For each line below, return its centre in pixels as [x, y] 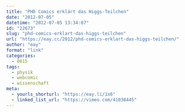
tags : [13, 67]
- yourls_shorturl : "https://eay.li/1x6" [64, 94]
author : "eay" [24, 45]
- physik [22, 72]
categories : [21, 56]
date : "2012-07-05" [30, 17]
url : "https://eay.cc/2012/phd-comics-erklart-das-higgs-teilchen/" [93, 39]
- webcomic [25, 78]
